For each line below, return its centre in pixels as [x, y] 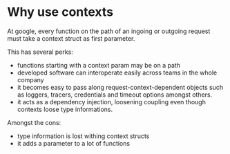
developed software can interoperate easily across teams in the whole [117, 73]
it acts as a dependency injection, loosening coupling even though [111, 102]
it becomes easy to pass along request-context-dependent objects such [120, 87]
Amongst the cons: [34, 122]
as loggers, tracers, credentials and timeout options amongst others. [115, 95]
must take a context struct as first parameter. [71, 38]
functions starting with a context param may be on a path [99, 65]
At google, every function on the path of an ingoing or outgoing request [109, 31]
